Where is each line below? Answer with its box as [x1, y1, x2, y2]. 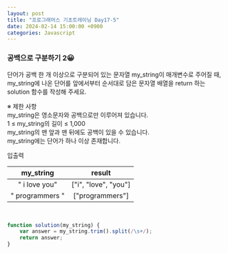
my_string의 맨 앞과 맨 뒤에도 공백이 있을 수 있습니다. [7, 128, 150, 136]
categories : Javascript [7, 29, 76, 36]
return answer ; [19, 235, 63, 242]
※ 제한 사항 [7, 102, 37, 110]
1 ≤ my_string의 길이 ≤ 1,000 [7, 119, 86, 127]
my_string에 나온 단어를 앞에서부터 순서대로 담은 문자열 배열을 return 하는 [7, 78, 206, 87]
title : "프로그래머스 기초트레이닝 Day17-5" [7, 17, 120, 23]
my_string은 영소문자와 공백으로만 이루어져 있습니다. [7, 111, 149, 119]
